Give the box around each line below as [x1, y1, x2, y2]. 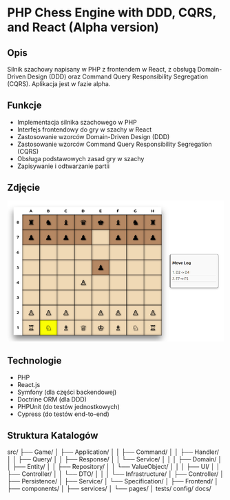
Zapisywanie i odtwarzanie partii [17, 162, 110, 170]
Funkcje [7, 100, 43, 112]
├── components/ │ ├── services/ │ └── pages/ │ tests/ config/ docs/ [7, 484, 211, 493]
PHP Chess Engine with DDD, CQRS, [7, 5, 217, 21]
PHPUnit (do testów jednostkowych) [17, 402, 121, 410]
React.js [17, 380, 41, 388]
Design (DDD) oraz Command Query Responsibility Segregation [27, 72, 209, 81]
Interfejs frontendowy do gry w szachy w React [17, 125, 152, 134]
